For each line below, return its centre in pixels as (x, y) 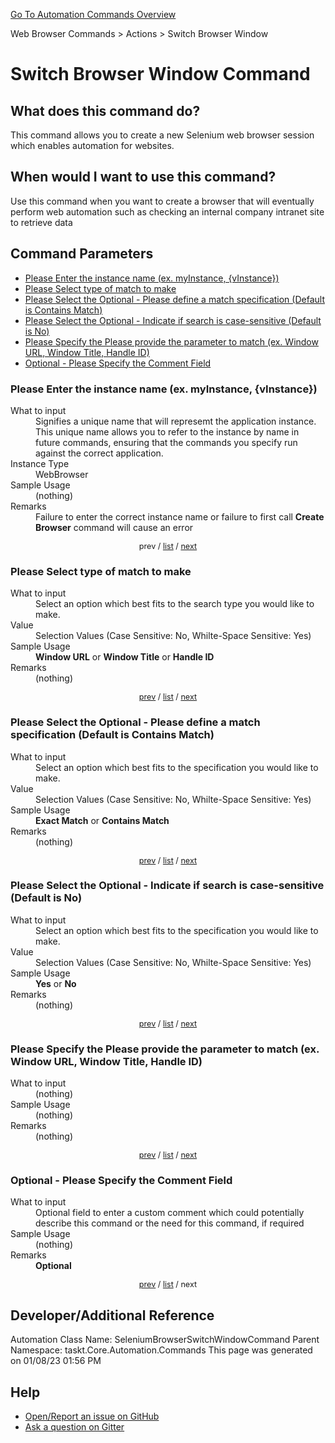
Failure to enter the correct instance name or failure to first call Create (180, 516)
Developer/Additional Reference (112, 1315)
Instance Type (40, 463)
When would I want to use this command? (143, 177)
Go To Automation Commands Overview (93, 14)
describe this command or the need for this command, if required (170, 1223)
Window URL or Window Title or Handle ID (125, 657)
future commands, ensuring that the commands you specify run (166, 442)
